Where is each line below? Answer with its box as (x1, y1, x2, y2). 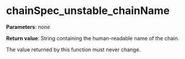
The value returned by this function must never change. (6, 46, 141, 53)
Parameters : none (6, 23, 51, 30)
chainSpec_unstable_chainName (6, 4, 170, 18)
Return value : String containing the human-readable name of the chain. (6, 34, 180, 41)
